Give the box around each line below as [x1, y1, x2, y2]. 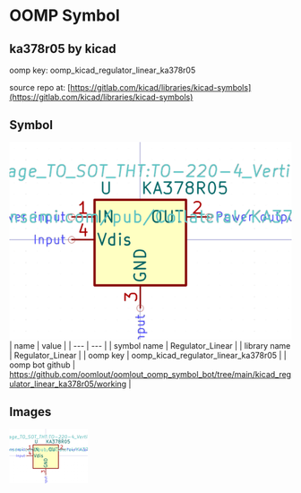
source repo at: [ [9, 82, 71, 92]
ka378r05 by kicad [9, 41, 116, 56]
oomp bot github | [9, 359, 76, 370]
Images [9, 404, 52, 419]
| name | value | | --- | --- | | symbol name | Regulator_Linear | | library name [9, 340, 291, 350]
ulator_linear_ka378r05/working [9, 378, 127, 389]
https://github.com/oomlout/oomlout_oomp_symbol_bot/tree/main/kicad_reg [9, 368, 292, 379]
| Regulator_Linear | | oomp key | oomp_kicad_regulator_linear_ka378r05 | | [9, 350, 287, 360]
